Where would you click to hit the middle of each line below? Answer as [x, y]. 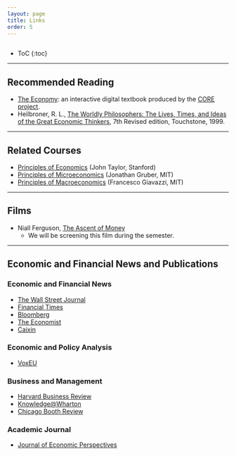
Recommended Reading [61, 82]
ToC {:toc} [32, 53]
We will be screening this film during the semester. [101, 235]
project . [28, 107]
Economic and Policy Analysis [60, 348]
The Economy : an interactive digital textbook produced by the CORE [116, 99]
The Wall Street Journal [51, 299]
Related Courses [45, 150]
